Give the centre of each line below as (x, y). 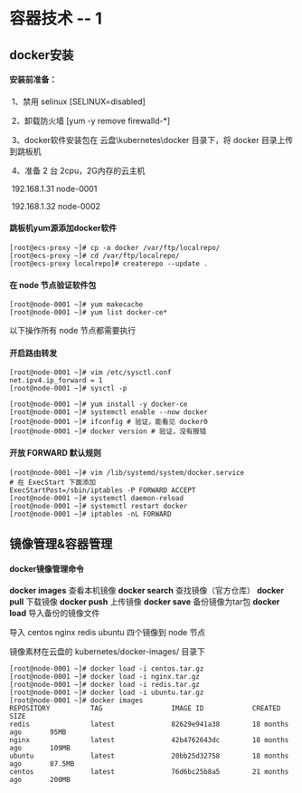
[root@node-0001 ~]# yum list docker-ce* (89, 313)
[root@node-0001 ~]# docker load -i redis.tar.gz (105, 685)
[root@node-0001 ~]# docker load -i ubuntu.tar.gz (107, 693)
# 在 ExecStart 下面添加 (53, 482)
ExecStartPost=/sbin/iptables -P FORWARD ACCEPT (103, 490)
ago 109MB (40, 749)
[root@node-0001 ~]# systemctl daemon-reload (96, 498)
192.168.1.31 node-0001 (54, 189)
